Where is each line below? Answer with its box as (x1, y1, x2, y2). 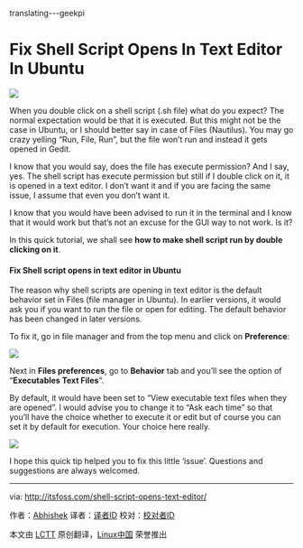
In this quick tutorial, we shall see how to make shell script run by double (9, 234, 283, 245)
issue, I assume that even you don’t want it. (9, 190, 170, 200)
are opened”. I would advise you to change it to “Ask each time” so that (9, 402, 273, 413)
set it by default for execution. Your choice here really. (9, 422, 211, 432)
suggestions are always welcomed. (9, 465, 141, 477)
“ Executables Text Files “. (9, 375, 105, 386)
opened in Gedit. (9, 144, 71, 154)
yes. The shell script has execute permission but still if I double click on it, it (9, 171, 290, 181)
